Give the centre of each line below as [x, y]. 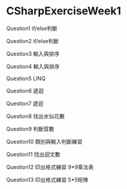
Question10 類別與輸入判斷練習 [44, 141]
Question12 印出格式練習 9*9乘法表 [50, 167]
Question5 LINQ [26, 78]
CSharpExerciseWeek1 [64, 11]
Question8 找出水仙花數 [35, 116]
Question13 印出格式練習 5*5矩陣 [47, 179]
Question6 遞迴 [25, 90]
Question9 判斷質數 [30, 129]
